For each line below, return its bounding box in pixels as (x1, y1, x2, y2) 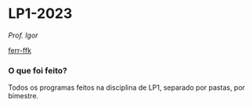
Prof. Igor (8, 30, 38, 40)
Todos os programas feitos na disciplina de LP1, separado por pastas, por (8, 83, 245, 92)
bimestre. (8, 91, 39, 101)
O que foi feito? (8, 65, 68, 76)
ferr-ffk (8, 45, 32, 55)
